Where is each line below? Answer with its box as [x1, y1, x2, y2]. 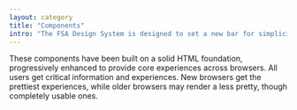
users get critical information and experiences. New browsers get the [9, 72, 262, 83]
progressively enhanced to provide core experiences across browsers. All [9, 62, 278, 73]
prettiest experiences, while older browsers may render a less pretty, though [9, 81, 288, 92]
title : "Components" [9, 21, 86, 30]
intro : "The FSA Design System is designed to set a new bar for [9, 29, 255, 38]
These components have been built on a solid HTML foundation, [9, 54, 243, 64]
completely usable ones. [9, 91, 99, 101]
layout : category [9, 12, 73, 22]
